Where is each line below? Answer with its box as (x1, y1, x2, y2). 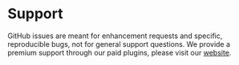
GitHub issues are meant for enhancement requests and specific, (7, 31, 223, 40)
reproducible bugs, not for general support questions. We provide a (7, 39, 230, 48)
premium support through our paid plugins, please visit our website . (7, 48, 232, 57)
